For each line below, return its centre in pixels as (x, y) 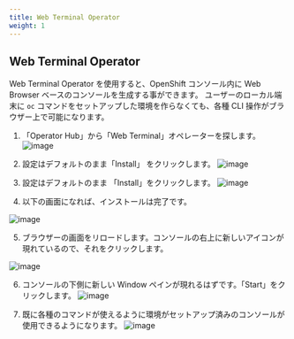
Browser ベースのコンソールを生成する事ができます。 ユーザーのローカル (142, 95)
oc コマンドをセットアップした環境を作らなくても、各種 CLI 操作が (147, 106)
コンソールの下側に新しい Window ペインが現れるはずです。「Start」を (150, 285)
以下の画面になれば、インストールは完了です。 (107, 202)
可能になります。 (78, 117)
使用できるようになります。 (72, 326)
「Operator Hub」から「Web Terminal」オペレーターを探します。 (141, 136)
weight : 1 (27, 26)
